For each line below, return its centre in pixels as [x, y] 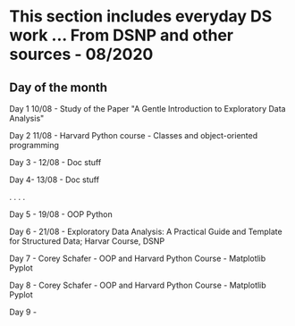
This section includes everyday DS [141, 17]
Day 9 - [23, 312]
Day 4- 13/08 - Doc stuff [55, 180]
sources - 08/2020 [81, 54]
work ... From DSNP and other [122, 35]
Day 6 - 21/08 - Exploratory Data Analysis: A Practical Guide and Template [146, 231]
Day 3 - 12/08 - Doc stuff [55, 162]
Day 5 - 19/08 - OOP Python [61, 214]
